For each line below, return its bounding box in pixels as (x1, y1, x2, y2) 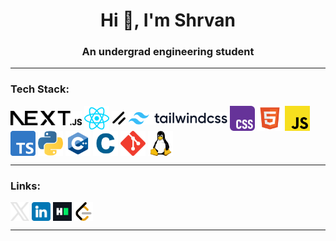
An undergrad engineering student (81, 45, 255, 59)
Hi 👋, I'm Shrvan (100, 9, 236, 32)
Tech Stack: (10, 82, 70, 96)
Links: (10, 179, 41, 193)
